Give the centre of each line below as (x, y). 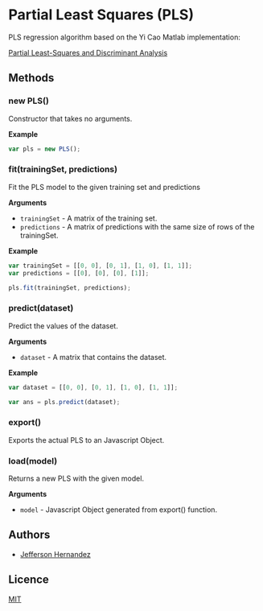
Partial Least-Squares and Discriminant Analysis (88, 52)
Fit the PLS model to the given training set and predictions (105, 187)
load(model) (33, 460)
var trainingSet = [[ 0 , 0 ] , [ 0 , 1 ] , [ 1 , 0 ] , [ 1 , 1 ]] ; (101, 266)
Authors (29, 535)
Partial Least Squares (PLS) (101, 15)
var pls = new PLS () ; (45, 149)
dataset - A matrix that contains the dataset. (93, 357)
